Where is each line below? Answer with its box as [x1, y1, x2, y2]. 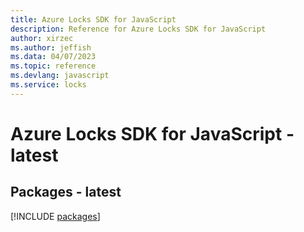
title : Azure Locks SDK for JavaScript [10, 14, 177, 25]
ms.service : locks [10, 80, 87, 90]
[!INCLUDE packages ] [10, 210, 101, 222]
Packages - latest [10, 184, 122, 201]
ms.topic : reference [10, 61, 97, 71]
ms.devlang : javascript [10, 71, 110, 81]
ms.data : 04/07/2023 [10, 52, 97, 62]
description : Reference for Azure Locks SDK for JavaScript [10, 24, 267, 34]
